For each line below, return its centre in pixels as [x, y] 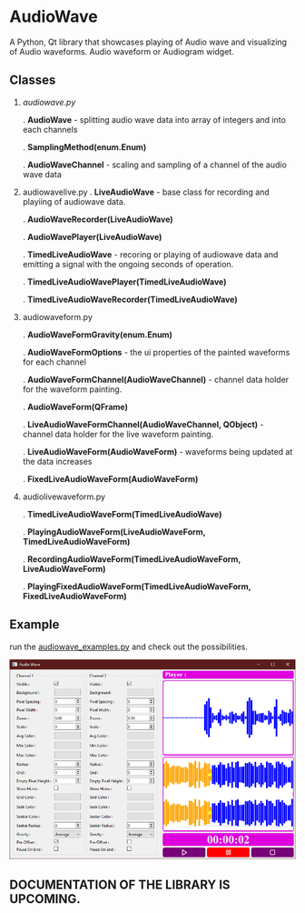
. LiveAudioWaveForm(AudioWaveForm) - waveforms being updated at [157, 451]
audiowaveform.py [58, 316]
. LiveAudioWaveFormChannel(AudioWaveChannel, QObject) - [143, 424]
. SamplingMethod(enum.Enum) [84, 146]
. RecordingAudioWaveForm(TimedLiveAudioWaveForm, [132, 559]
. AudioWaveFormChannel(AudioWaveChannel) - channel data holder [156, 379]
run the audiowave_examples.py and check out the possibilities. [128, 647]
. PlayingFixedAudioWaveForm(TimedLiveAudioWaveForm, [137, 586]
